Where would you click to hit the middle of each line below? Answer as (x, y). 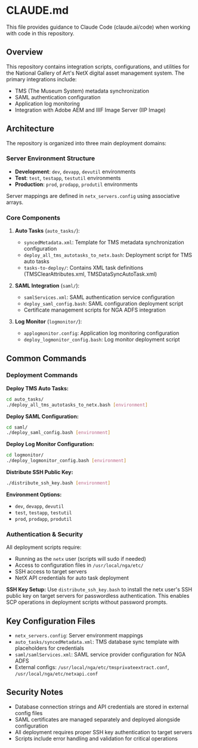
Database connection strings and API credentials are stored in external (102, 707)
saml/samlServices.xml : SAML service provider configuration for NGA (100, 655)
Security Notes (35, 692)
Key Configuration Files (51, 621)
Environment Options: (34, 494)
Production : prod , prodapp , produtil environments (76, 184)
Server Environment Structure (51, 158)
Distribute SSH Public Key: (40, 472)
